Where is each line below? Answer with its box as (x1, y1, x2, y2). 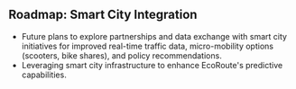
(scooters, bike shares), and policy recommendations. (21, 49, 222, 61)
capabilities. (21, 69, 67, 80)
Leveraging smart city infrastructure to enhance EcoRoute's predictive (21, 59, 283, 70)
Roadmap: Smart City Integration (8, 7, 198, 22)
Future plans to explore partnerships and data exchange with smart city (21, 31, 288, 41)
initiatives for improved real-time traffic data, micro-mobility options (21, 40, 274, 51)
